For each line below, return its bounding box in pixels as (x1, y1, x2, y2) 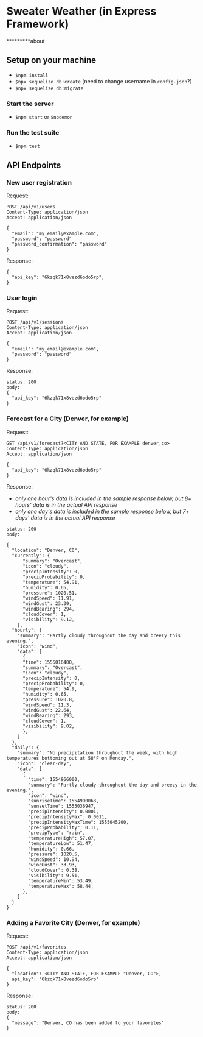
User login (6, 294, 38, 302)
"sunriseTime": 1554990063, (28, 798, 99, 804)
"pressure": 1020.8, (22, 696, 75, 703)
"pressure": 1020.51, (22, 590, 78, 596)
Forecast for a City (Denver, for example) (6, 414, 129, 423)
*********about (6, 37, 45, 44)
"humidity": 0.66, (28, 846, 75, 852)
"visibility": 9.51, (28, 872, 80, 879)
